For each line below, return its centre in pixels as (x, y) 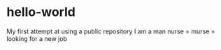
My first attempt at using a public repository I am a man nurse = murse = (111, 31)
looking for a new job (37, 38)
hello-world (41, 12)
